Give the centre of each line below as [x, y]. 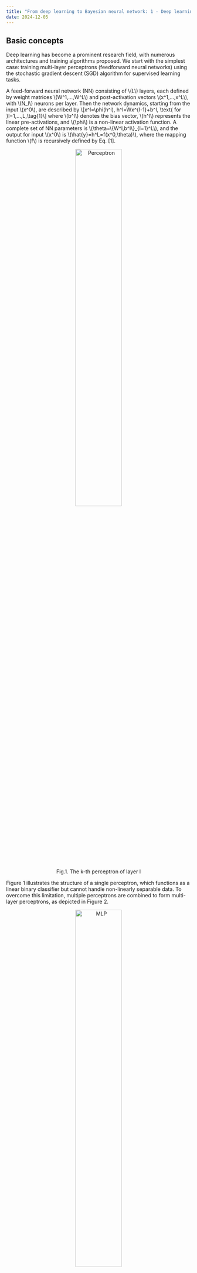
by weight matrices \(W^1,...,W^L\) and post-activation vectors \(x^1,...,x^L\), [97, 97]
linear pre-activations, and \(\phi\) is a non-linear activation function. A [91, 122]
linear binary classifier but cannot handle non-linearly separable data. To [94, 889]
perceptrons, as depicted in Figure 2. [64, 902]
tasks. [13, 80]
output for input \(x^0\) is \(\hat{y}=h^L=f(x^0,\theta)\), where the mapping [96, 135]
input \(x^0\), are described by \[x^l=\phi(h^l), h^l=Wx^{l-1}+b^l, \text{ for [94, 110]
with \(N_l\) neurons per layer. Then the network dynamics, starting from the [98, 104]
